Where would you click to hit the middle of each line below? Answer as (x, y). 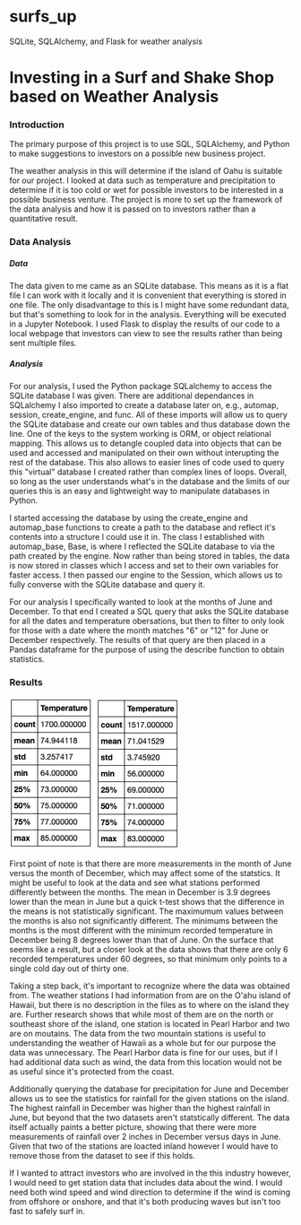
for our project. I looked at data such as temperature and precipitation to (142, 180)
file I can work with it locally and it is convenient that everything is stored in (148, 295)
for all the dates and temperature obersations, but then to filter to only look (147, 621)
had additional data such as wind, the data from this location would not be (146, 1062)
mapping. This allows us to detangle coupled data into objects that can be (146, 443)
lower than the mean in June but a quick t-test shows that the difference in (147, 901)
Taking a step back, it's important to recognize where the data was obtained (150, 986)
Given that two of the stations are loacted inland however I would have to (144, 1146)
